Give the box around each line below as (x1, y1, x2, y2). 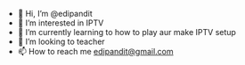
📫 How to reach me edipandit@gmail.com (17, 47, 174, 56)
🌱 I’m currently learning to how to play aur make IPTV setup (17, 27, 236, 37)
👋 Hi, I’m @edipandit (17, 9, 94, 18)
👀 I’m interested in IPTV (17, 18, 104, 28)
